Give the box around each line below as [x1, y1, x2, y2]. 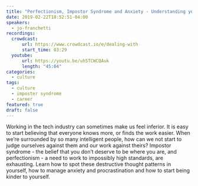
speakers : [6, 19, 31, 25]
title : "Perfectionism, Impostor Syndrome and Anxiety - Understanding [6, 8, 186, 15]
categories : [6, 69, 35, 75]
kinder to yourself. [6, 173, 50, 180]
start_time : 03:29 [21, 47, 67, 53]
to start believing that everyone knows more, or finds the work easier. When [6, 129, 190, 137]
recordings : [6, 31, 35, 36]
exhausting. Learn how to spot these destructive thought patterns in [6, 161, 171, 168]
